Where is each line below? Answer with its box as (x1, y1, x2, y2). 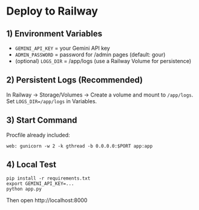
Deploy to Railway (6, 4, 99, 18)
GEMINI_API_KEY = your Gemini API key (15, 44, 110, 52)
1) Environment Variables (6, 29, 103, 39)
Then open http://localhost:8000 (6, 197, 88, 204)
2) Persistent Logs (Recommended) (6, 75, 143, 86)
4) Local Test (6, 160, 56, 170)
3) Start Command (6, 115, 77, 126)
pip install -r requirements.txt (6, 175, 91, 181)
